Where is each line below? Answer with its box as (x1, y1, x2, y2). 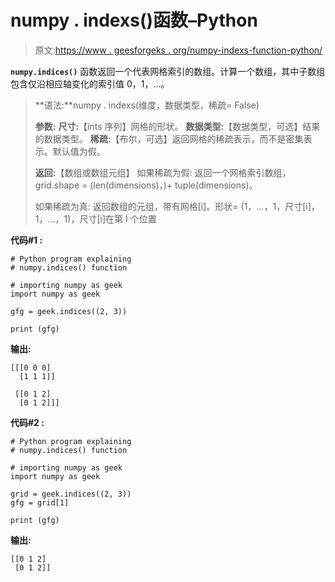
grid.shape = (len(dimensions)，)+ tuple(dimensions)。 (34, 179, 258, 191)
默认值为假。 (52, 145, 106, 157)
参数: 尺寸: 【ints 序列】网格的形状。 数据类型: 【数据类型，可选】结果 (34, 120, 321, 132)
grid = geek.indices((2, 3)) (10, 489, 132, 499)
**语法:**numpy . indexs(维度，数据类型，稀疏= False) (34, 99, 260, 111)
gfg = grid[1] (10, 497, 70, 508)
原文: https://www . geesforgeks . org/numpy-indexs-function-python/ (34, 44, 323, 56)
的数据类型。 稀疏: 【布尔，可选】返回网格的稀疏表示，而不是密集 (34, 132, 304, 145)
